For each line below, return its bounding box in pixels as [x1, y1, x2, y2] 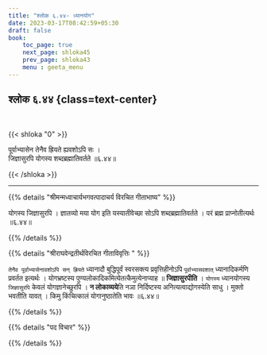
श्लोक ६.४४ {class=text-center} [8, 93, 157, 106]
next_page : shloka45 [22, 48, 91, 56]
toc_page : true [22, 41, 73, 49]
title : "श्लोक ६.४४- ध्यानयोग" [8, 11, 95, 20]
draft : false [8, 26, 52, 34]
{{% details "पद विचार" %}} [8, 322, 91, 332]
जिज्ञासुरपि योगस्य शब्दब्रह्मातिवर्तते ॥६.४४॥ [8, 153, 117, 163]
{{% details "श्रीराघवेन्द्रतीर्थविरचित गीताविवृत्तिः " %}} [8, 248, 150, 258]
